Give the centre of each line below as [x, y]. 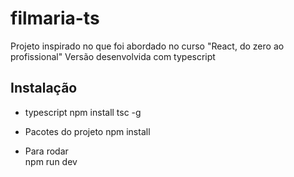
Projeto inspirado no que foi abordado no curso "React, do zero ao [147, 46]
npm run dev [51, 161]
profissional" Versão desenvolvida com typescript [113, 56]
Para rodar [46, 151]
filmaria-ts [55, 18]
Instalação [44, 88]
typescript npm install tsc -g [83, 112]
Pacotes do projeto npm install [87, 131]
